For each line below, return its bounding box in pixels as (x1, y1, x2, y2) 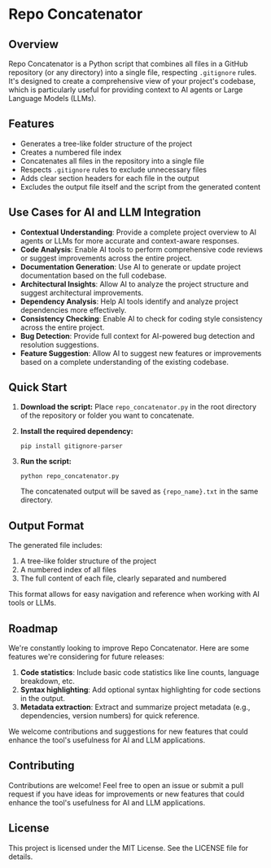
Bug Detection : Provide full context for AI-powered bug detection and (20, 331, 255, 340)
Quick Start (8, 380, 68, 395)
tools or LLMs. (8, 598, 57, 607)
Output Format (8, 519, 85, 533)
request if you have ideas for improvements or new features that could (8, 789, 245, 799)
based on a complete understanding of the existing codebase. (20, 357, 229, 366)
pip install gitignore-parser (20, 442, 124, 450)
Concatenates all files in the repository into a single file (20, 156, 205, 165)
